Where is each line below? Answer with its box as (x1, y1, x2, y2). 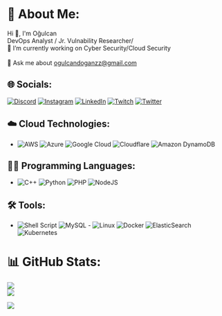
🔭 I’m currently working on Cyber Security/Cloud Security (7, 44, 172, 52)
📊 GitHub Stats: (7, 254, 102, 270)
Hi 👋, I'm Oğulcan (7, 29, 57, 37)
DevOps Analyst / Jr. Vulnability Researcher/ (7, 36, 133, 44)
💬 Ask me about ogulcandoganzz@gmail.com (7, 58, 137, 67)
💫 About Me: (7, 6, 80, 22)
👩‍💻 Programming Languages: (7, 159, 136, 172)
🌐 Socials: (7, 79, 53, 91)
